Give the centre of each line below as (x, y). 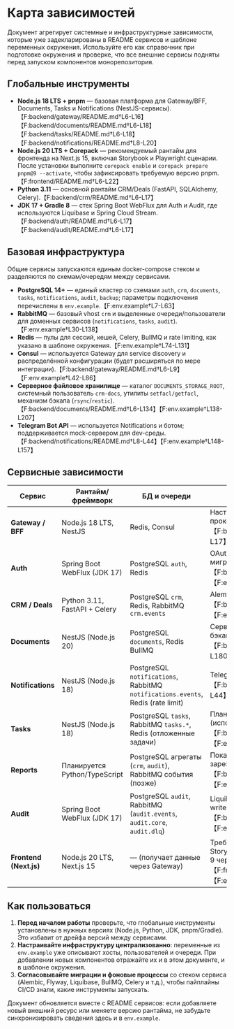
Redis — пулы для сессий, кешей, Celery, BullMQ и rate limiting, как (117, 337)
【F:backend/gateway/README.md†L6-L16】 (82, 116)
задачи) (143, 742)
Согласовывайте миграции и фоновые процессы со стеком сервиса (122, 975)
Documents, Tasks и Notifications (66, 108)
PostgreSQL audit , (160, 796)
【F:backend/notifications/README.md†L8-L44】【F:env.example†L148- (120, 441)
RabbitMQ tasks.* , (161, 725)
